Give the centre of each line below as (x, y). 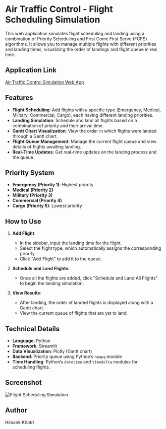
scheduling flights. (31, 367)
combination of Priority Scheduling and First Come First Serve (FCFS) (76, 39)
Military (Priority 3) (32, 195)
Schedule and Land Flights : (41, 269)
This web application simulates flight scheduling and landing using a (75, 33)
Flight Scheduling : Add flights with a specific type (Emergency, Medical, (86, 110)
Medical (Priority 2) (33, 190)
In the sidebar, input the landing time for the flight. (71, 243)
